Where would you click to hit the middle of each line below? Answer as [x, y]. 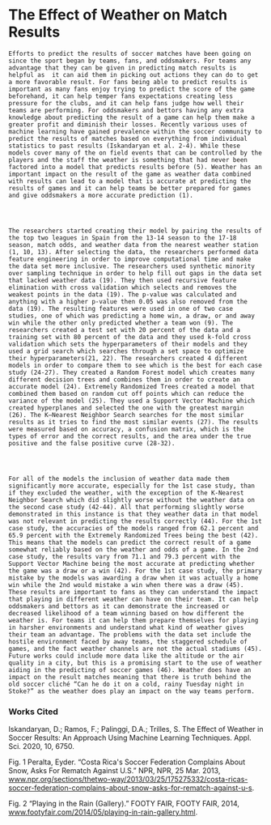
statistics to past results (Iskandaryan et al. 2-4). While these [125, 146]
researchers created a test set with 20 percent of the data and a [125, 330]
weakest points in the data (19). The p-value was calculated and [123, 294]
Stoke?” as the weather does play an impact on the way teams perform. [131, 691]
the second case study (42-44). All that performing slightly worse [126, 507]
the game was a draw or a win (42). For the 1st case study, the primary [135, 571]
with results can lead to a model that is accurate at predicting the [130, 181]
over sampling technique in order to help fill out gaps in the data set [135, 273]
